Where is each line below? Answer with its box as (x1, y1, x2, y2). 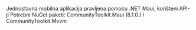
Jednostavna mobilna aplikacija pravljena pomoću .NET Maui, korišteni (6, 5, 178, 12)
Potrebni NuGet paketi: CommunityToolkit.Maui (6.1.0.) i (9, 11, 145, 18)
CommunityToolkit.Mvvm (6, 18, 67, 24)
